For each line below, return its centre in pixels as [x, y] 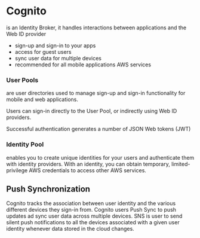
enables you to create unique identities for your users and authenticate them [100, 157]
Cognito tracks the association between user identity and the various [91, 203]
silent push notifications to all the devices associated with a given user [93, 222]
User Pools [22, 80]
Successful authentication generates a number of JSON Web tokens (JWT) [99, 129]
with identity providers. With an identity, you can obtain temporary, [88, 164]
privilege [17, 170]
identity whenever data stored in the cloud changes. [70, 229]
